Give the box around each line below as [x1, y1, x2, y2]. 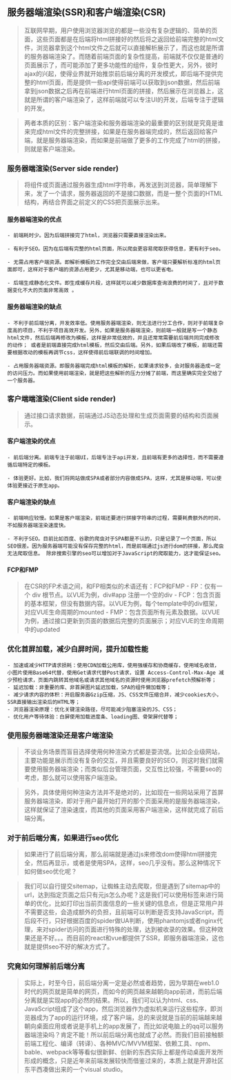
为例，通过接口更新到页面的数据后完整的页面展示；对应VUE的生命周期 [23, 617, 224, 625]
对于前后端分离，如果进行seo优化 [7, 832, 119, 842]
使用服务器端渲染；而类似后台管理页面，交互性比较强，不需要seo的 [30, 765, 222, 773]
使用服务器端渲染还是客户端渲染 [7, 730, 114, 740]
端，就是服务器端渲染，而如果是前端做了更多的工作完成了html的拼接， [23, 136, 224, 144]
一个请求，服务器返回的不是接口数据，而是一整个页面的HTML [48, 189, 223, 198]
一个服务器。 [7, 377, 39, 384]
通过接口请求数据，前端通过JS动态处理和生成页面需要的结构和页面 [23, 411, 213, 420]
